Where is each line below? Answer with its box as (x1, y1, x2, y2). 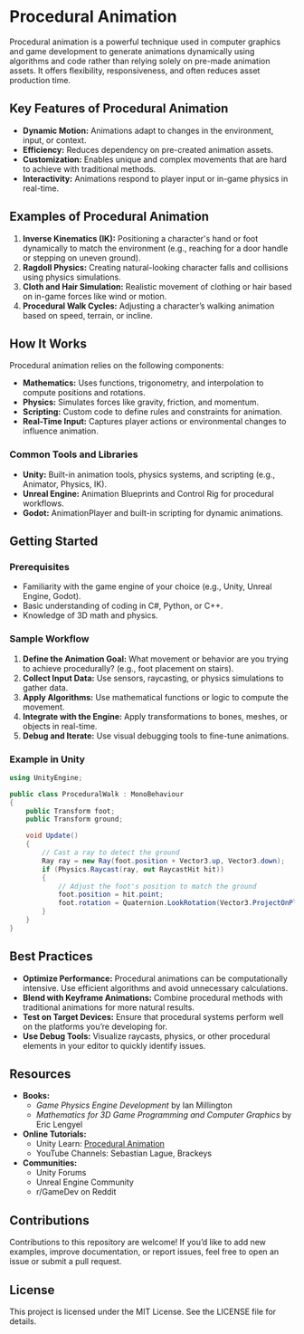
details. (9, 1316, 37, 1327)
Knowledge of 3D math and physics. (22, 610, 158, 621)
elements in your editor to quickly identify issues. (22, 1040, 206, 1051)
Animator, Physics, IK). (22, 478, 107, 490)
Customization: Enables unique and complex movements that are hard (22, 154, 288, 165)
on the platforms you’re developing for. (22, 1021, 167, 1032)
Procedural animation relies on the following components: (9, 360, 224, 371)
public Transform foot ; (25, 806, 116, 815)
